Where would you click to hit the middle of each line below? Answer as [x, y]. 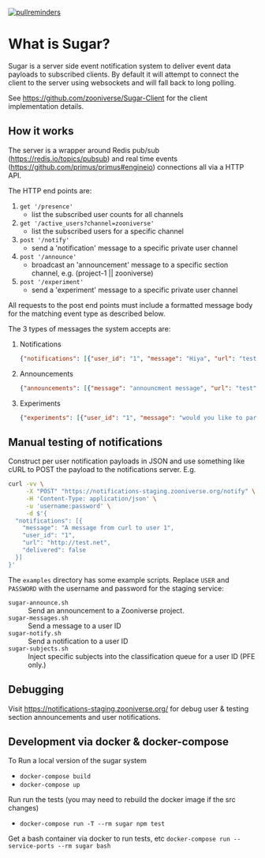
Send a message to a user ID [75, 626]
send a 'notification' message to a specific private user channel [134, 248]
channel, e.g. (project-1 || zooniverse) [92, 273]
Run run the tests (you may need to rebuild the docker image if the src [122, 800]
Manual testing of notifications [86, 442]
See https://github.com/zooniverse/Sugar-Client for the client [108, 98]
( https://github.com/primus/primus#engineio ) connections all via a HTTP [126, 167]
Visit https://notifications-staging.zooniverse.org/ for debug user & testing [129, 708]
